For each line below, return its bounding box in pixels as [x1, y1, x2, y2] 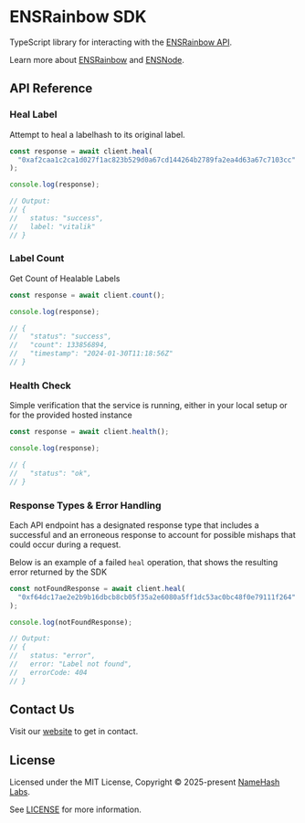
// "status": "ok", [9, 469, 92, 478]
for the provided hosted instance [9, 409, 132, 421]
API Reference [9, 80, 93, 97]
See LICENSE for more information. [9, 804, 142, 815]
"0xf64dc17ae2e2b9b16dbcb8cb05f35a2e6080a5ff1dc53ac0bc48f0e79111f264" [17, 592, 297, 602]
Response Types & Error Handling [9, 499, 162, 512]
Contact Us [9, 702, 75, 718]
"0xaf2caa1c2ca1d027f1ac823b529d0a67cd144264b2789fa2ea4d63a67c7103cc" [17, 155, 297, 164]
